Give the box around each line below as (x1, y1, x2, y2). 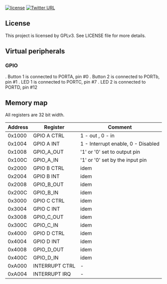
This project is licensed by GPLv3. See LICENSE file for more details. (5, 33, 146, 39)
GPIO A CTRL (33, 132, 65, 139)
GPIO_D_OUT (33, 246, 64, 253)
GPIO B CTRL (33, 165, 64, 172)
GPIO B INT (33, 173, 60, 180)
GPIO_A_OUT (33, 148, 64, 155)
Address (7, 124, 28, 131)
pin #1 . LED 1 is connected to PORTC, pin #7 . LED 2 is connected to (5, 79, 146, 85)
